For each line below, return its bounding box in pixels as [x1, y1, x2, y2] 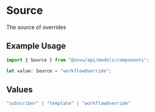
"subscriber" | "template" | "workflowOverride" [6, 101, 131, 107]
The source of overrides [6, 23, 66, 31]
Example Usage [6, 41, 66, 51]
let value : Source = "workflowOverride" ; [6, 67, 112, 74]
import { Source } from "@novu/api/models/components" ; [6, 57, 150, 63]
